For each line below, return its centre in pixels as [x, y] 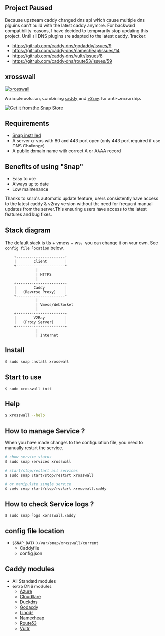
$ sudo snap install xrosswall [37, 362]
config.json [31, 553]
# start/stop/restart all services [42, 470]
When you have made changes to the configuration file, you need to [74, 442]
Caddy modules [30, 569]
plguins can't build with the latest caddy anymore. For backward [70, 25]
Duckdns [29, 602]
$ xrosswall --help [25, 415]
